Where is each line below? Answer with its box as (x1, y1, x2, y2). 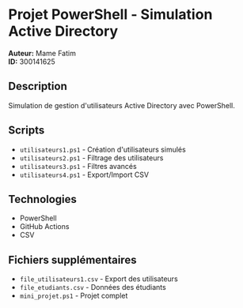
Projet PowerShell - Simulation (8, 6, 213, 24)
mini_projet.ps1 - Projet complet (19, 291, 128, 301)
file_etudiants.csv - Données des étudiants (19, 283, 166, 292)
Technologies (8, 192, 78, 206)
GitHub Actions (19, 222, 70, 231)
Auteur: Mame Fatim (8, 48, 77, 58)
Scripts (8, 124, 45, 137)
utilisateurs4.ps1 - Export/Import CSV (19, 170, 149, 179)
